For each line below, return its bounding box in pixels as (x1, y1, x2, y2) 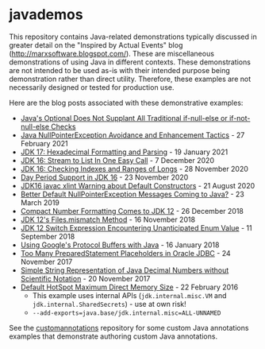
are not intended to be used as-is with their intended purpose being (9, 65, 230, 75)
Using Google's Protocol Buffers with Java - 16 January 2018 (20, 240, 220, 250)
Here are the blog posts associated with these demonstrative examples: (9, 98, 244, 107)
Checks (51, 122, 76, 131)
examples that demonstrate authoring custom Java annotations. (9, 332, 217, 341)
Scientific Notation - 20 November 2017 (20, 273, 151, 283)
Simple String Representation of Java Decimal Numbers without (20, 265, 229, 275)
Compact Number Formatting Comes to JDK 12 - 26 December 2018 (20, 206, 244, 215)
